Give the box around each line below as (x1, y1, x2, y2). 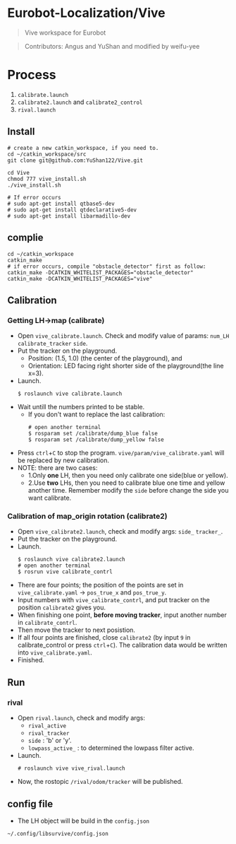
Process (7, 67, 56, 83)
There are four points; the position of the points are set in (17, 581, 184, 590)
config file (7, 797, 54, 810)
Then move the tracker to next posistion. (17, 626, 136, 634)
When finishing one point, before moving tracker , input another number (17, 611, 227, 619)
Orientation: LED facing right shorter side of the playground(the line (27, 362, 224, 370)
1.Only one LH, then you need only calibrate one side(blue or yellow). (27, 471, 228, 480)
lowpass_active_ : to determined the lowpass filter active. (27, 744, 194, 752)
